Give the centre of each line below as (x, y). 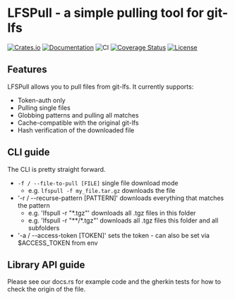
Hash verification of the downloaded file (76, 130)
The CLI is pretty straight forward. (56, 169)
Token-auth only (41, 100)
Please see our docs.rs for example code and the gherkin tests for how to (114, 282)
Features (27, 69)
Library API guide (46, 264)
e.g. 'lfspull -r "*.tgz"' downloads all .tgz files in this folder (112, 213)
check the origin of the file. (47, 289)
